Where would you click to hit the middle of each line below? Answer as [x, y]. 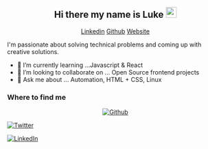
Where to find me [37, 97]
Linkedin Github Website [115, 31]
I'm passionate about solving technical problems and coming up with [104, 44]
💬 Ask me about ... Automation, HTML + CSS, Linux [89, 79]
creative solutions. [33, 51]
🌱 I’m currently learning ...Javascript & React [80, 65]
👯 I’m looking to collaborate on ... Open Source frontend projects [108, 72]
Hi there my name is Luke [109, 15]
